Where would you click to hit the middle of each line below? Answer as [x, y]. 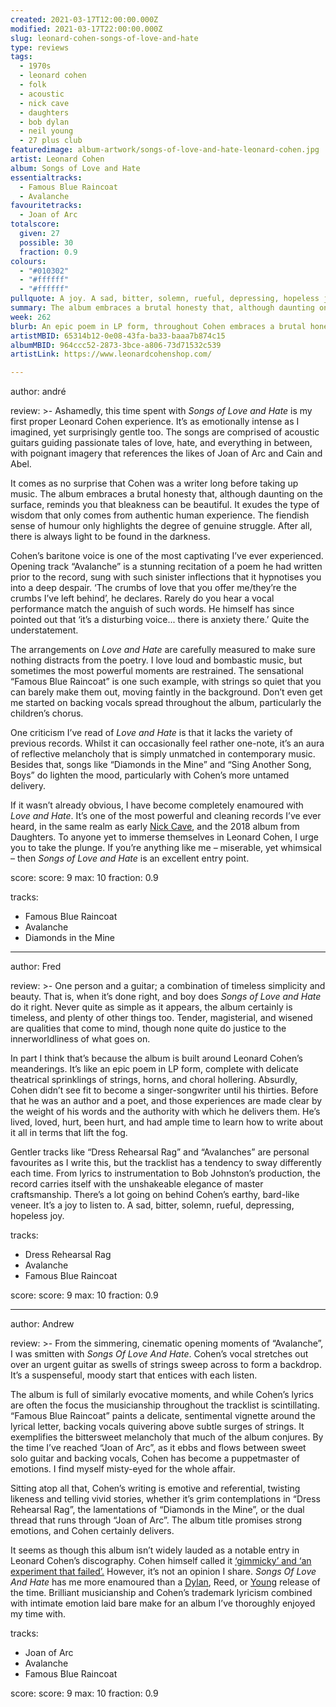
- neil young [46, 131]
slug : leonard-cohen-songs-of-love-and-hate [104, 38]
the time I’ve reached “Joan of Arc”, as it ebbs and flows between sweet [158, 1448]
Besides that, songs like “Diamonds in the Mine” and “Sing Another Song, [161, 765]
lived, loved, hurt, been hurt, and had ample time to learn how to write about [167, 1122]
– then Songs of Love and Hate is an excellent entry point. [130, 858]
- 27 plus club [51, 141]
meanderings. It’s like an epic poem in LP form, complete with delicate [154, 1069]
